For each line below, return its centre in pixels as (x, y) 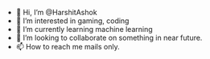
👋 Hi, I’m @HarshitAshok (57, 12)
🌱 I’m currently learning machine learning (84, 29)
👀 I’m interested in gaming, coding (72, 21)
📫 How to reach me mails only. (68, 47)
